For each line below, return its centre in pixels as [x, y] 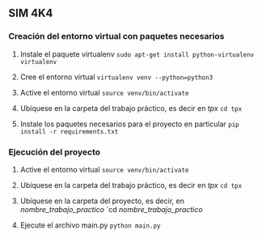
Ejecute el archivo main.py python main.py [90, 225]
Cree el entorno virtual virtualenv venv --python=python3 [116, 77]
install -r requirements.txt [69, 132]
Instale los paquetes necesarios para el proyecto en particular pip [130, 124]
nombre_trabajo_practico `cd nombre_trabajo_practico [112, 209]
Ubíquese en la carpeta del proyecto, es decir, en [102, 201]
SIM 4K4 [31, 13]
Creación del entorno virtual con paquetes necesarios [116, 36]
